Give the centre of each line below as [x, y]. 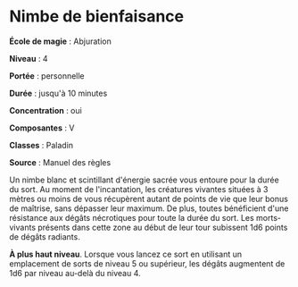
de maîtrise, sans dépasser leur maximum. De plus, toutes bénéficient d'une [149, 208]
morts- [268, 217]
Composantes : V [42, 128]
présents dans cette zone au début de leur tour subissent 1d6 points [162, 227]
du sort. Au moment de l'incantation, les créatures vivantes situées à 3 [139, 189]
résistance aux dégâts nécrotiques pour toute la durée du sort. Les [132, 217]
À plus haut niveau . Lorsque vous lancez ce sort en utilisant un [126, 254]
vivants [23, 227]
